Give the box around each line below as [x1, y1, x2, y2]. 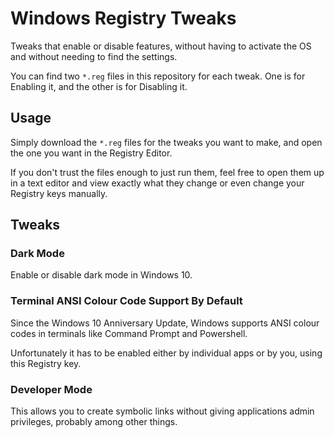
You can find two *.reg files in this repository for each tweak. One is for [10, 70, 306, 82]
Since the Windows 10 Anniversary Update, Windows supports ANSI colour [10, 317, 320, 329]
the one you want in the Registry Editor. [10, 147, 173, 159]
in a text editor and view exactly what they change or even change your [10, 177, 305, 189]
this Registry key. [10, 357, 82, 369]
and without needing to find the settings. [10, 50, 178, 62]
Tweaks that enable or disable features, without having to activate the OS [10, 40, 312, 52]
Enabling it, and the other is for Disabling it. [10, 80, 188, 92]
